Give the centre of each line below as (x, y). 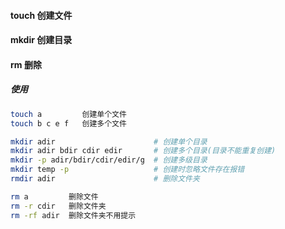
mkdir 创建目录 (41, 40)
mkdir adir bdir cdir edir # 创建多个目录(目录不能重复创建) (143, 151)
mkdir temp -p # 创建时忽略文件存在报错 (127, 170)
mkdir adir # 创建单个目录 (109, 141)
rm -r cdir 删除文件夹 (58, 206)
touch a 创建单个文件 (68, 114)
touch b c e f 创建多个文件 (68, 123)
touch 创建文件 (41, 15)
